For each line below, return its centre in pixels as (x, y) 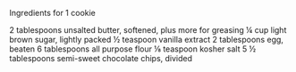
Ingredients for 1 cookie (53, 13)
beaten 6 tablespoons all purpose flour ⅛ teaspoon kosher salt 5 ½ (133, 49)
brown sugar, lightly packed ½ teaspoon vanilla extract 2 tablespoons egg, (147, 40)
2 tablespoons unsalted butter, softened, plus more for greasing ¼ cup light (148, 30)
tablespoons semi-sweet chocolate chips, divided (101, 58)
